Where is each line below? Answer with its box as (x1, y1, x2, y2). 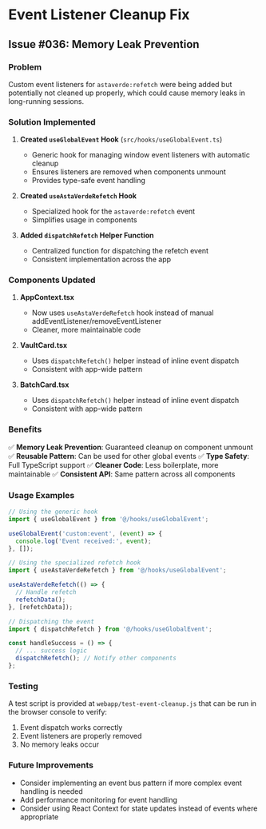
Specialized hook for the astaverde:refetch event (31, 206, 196, 217)
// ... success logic (15, 647, 88, 655)
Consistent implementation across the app (31, 254, 172, 265)
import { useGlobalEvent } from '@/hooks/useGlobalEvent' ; (8, 515, 209, 523)
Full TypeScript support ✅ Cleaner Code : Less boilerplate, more (8, 460, 219, 469)
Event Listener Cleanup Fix (8, 6, 190, 24)
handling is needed (19, 786, 83, 796)
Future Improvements (8, 759, 94, 771)
